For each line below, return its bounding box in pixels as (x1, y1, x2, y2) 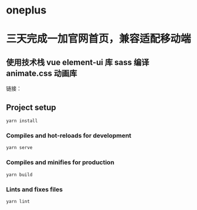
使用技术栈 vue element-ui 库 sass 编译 (6, 57, 150, 67)
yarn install (6, 118, 38, 124)
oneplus (6, 4, 47, 17)
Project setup (6, 102, 57, 112)
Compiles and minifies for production (6, 158, 114, 167)
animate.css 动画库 (6, 68, 77, 78)
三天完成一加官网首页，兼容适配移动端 (6, 32, 192, 46)
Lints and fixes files (6, 185, 63, 194)
